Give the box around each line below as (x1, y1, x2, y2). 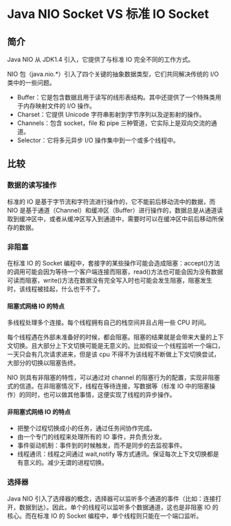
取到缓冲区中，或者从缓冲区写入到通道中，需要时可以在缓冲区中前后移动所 (7, 215, 218, 223)
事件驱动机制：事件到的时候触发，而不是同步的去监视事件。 (16, 441, 186, 450)
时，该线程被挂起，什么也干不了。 (7, 285, 104, 293)
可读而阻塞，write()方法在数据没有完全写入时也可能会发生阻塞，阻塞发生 (7, 276, 213, 284)
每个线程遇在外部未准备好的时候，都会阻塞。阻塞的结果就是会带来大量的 (7, 333, 212, 341)
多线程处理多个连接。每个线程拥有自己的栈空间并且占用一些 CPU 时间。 (7, 318, 210, 327)
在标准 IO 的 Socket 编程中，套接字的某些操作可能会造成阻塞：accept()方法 (7, 259, 221, 267)
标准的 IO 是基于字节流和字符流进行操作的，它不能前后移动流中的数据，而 (7, 197, 216, 206)
